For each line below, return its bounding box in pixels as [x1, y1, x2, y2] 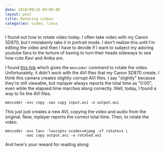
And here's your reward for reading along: [5, 142, 90, 148]
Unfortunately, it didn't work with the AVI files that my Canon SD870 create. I [5, 70, 160, 76]
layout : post [5, 12, 32, 17]
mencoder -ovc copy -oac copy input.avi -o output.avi [5, 100, 119, 105]
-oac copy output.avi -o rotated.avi [24, 133, 102, 138]
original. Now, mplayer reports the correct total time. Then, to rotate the [5, 114, 149, 120]
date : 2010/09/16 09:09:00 [5, 7, 60, 12]
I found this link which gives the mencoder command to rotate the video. [5, 65, 148, 71]
